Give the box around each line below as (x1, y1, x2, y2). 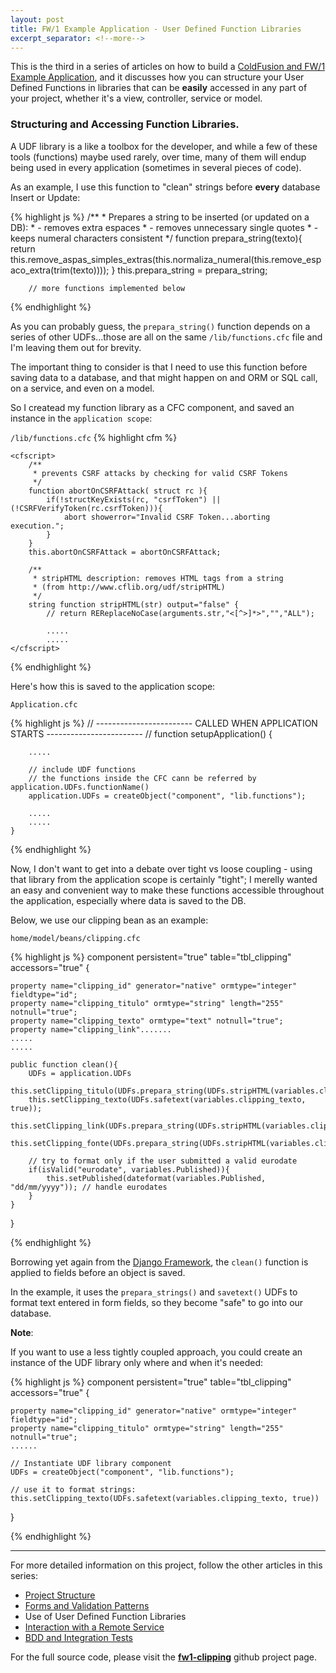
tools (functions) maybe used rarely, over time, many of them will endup (10, 151, 307, 163)
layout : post (10, 14, 65, 25)
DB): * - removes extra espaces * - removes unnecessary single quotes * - (10, 221, 319, 233)
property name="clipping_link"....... (10, 1024, 172, 1035)
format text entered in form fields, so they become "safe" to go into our (10, 1296, 304, 1308)
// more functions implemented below (28, 283, 186, 293)
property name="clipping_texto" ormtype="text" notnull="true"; (10, 1016, 284, 1026)
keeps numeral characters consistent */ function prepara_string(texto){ (10, 232, 303, 244)
